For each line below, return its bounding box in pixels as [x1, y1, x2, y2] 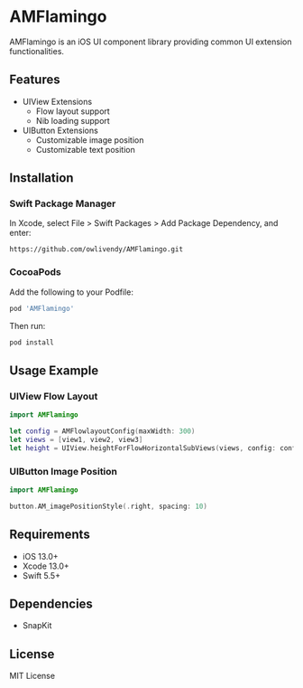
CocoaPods [9, 266, 61, 278]
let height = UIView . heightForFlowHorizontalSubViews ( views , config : [9, 443, 277, 453]
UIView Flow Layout [9, 390, 98, 402]
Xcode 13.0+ [22, 561, 69, 571]
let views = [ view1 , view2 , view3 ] [9, 435, 143, 444]
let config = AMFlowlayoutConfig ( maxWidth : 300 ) [9, 427, 196, 436]
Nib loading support [35, 115, 110, 126]
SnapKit [22, 620, 52, 631]
